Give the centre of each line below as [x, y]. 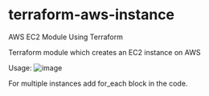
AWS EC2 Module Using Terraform [66, 37]
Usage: [20, 68]
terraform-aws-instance [92, 15]
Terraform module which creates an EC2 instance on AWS [104, 52]
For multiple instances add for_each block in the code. [98, 83]
